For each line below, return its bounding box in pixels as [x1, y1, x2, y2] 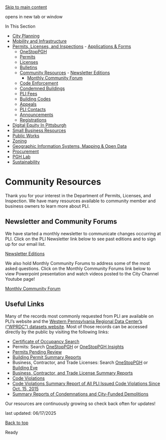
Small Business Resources [12, 128, 66, 133]
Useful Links [5, 300, 44, 308]
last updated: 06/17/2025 [5, 410, 57, 416]
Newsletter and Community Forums [5, 218, 118, 226]
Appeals [19, 101, 37, 107]
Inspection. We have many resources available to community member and [5, 198, 156, 204]
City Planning [12, 33, 40, 39]
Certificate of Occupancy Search [12, 338, 80, 344]
